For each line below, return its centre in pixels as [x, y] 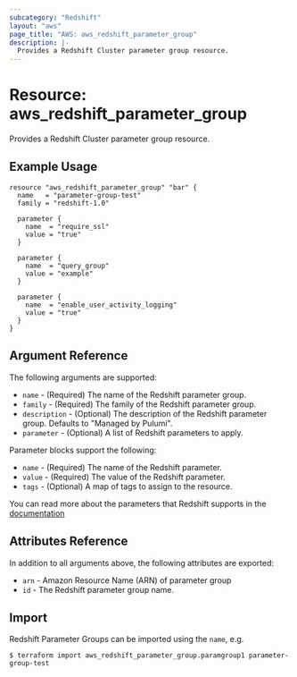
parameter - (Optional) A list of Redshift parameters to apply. [132, 432]
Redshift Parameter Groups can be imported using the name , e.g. [127, 639]
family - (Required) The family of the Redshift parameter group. [139, 404]
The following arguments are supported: [83, 377]
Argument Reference [69, 355]
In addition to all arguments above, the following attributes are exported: [142, 563]
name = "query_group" [67, 266]
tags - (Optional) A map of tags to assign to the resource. [128, 486]
